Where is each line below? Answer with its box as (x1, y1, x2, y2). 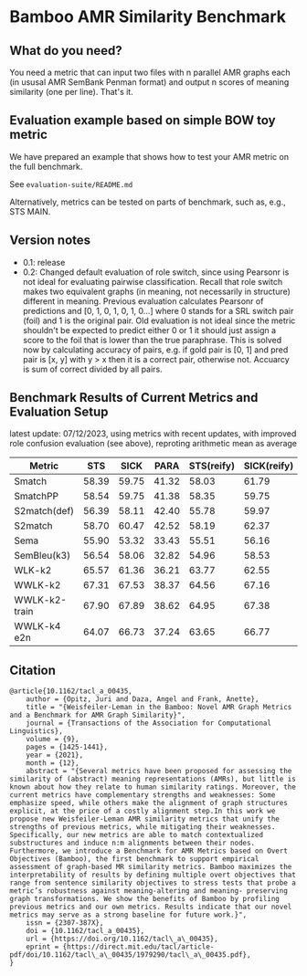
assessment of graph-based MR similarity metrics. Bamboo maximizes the (9, 863, 292, 872)
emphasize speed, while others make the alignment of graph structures (9, 799, 288, 808)
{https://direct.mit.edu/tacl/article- (62, 942, 215, 951)
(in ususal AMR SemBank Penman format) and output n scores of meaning (9, 77, 290, 88)
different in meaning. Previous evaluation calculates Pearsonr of (22, 295, 264, 307)
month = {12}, (26, 759, 79, 768)
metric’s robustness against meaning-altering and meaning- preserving (9, 887, 288, 896)
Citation (9, 662, 57, 677)
